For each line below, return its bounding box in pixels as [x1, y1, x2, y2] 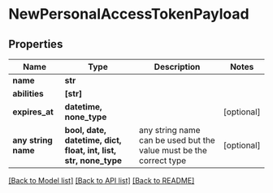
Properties [8, 37, 63, 51]
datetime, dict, [64, 135, 122, 146]
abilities [12, 88, 45, 99]
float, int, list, [64, 145, 116, 156]
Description [154, 62, 201, 72]
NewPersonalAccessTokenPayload [8, 5, 249, 24]
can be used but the [139, 135, 215, 146]
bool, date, [64, 125, 107, 135]
